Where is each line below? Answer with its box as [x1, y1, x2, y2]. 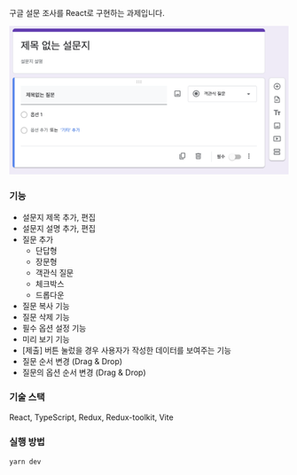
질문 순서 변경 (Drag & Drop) [21, 355, 122, 366]
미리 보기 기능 [21, 333, 70, 344]
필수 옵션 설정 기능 [21, 323, 87, 333]
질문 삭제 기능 [21, 311, 70, 322]
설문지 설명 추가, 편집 [21, 222, 96, 233]
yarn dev [9, 457, 42, 467]
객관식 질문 [35, 267, 74, 277]
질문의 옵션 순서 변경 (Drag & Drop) [21, 367, 146, 378]
